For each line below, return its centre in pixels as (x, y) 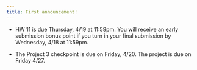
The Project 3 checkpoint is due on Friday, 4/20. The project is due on (103, 54)
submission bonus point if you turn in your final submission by (93, 36)
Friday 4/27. (30, 60)
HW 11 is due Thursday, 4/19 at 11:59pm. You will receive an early (97, 29)
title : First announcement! (42, 12)
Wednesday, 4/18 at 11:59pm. (52, 42)
